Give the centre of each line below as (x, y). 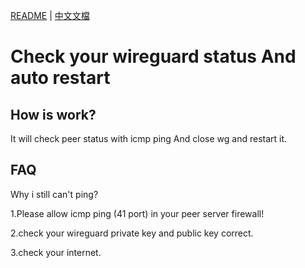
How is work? (53, 114)
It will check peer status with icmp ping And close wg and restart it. (149, 138)
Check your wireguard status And (153, 56)
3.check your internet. (56, 252)
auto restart (60, 78)
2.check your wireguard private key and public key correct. (132, 233)
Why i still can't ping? (54, 194)
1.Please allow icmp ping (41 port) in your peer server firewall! (137, 213)
